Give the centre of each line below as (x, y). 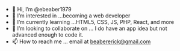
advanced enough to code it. (48, 35)
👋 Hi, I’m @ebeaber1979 (42, 9)
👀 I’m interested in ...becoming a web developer (71, 16)
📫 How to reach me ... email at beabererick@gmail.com (81, 41)
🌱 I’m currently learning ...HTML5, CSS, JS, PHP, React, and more (93, 22)
